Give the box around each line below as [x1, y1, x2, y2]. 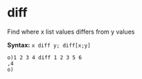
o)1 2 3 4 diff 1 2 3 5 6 [7, 54, 82, 61]
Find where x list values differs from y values [7, 27, 135, 36]
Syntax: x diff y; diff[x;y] [7, 41, 91, 49]
